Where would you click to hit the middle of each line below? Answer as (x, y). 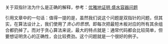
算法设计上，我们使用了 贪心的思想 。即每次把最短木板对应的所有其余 (88, 24)
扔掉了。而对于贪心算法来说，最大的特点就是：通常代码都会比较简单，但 (88, 30)
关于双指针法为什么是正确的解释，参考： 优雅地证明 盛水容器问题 (71, 7)
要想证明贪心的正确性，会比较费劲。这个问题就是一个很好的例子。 (73, 36)
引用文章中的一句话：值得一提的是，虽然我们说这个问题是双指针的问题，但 (82, 18)
